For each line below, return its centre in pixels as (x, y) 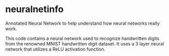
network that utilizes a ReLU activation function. (55, 49)
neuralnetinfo (35, 9)
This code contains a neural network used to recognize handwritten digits (82, 38)
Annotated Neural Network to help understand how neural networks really (82, 23)
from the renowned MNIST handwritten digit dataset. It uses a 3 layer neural (85, 43)
